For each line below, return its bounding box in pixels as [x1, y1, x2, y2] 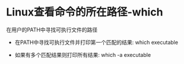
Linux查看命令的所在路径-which [6, 5, 163, 19]
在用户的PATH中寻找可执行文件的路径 [6, 26, 98, 33]
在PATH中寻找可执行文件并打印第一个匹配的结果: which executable [14, 39, 179, 46]
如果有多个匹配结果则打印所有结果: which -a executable [14, 51, 151, 58]
